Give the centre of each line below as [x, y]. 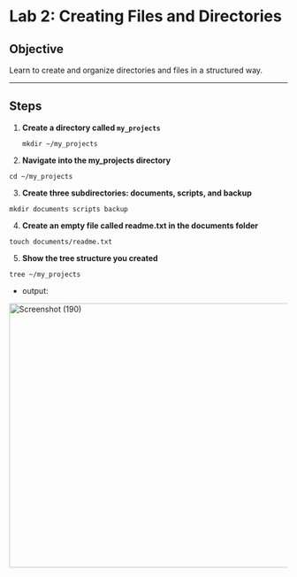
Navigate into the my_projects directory [96, 160]
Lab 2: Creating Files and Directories [146, 16]
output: [35, 290]
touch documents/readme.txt [61, 242]
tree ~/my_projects [45, 274]
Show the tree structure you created [90, 258]
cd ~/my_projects [41, 176]
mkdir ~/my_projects [60, 143]
